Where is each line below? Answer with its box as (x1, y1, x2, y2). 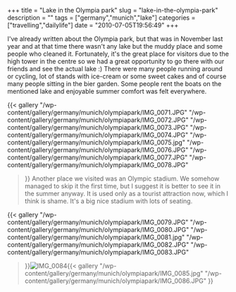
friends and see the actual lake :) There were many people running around (7, 65, 223, 73)
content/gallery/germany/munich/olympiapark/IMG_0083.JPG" (7, 248, 190, 256)
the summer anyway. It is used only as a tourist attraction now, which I (24, 190, 229, 197)
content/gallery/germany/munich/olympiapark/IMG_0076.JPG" (7, 146, 189, 154)
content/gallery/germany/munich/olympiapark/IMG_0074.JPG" (7, 130, 189, 139)
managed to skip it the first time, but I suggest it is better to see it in (24, 182, 221, 190)
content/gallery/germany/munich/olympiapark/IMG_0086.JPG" (24, 276, 206, 285)
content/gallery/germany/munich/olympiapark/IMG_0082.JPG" (7, 241, 190, 249)
